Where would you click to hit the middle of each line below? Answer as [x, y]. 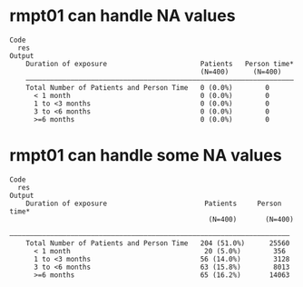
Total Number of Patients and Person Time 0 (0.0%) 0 [148, 87]
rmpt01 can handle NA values [122, 16]
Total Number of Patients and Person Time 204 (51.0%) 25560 [158, 243]
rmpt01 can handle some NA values [146, 156]
